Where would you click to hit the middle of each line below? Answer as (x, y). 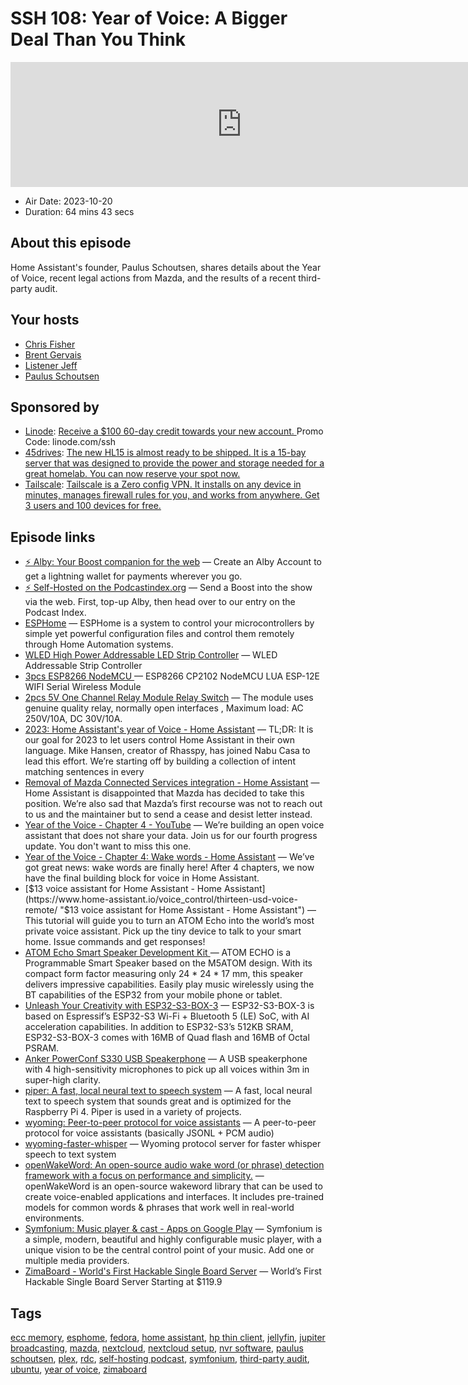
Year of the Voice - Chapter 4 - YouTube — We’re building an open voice (174, 825)
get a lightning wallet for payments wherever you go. (133, 576)
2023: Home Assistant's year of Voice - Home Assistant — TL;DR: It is (169, 729)
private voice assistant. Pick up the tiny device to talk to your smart (163, 931)
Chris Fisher (50, 344)
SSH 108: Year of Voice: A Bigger (149, 18)
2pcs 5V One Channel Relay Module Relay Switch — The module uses (169, 698)
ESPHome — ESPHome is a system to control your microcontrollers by (169, 623)
